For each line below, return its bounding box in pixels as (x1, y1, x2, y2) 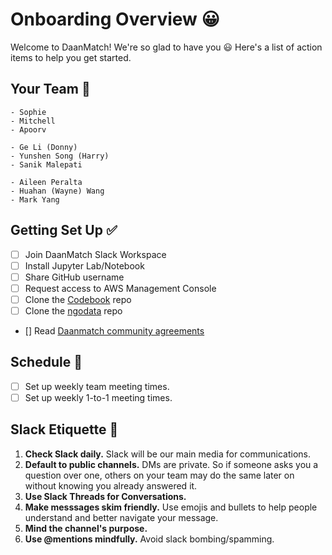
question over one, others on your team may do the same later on (24, 469, 295, 481)
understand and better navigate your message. (24, 511, 219, 523)
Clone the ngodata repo (24, 304, 123, 317)
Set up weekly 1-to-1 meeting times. (24, 391, 173, 403)
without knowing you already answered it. (24, 479, 198, 492)
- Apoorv (10, 124, 47, 135)
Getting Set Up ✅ (10, 222, 118, 239)
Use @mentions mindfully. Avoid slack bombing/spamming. (24, 533, 275, 545)
